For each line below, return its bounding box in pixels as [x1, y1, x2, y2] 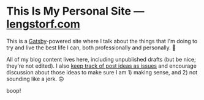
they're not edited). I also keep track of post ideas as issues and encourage [6, 62, 197, 70]
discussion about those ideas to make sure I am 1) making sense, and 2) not [6, 68, 198, 76]
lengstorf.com [6, 17, 81, 31]
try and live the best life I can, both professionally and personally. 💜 [6, 44, 176, 51]
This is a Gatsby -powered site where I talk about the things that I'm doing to [6, 37, 198, 45]
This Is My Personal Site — [6, 4, 145, 18]
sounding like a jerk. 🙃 [6, 75, 64, 82]
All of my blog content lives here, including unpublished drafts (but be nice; [6, 55, 196, 63]
